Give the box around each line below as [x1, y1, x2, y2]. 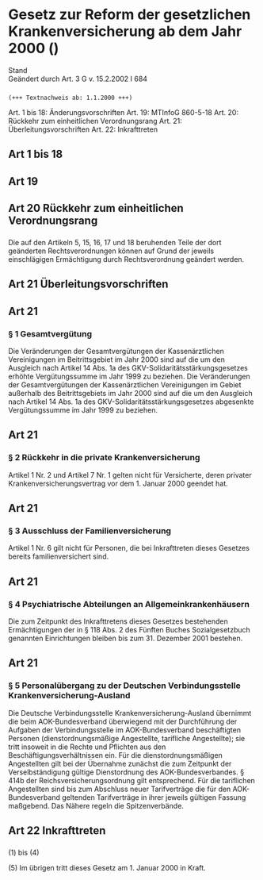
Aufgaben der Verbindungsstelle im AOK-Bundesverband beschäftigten [8, 724, 242, 735]
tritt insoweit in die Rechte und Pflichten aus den [8, 742, 166, 751]
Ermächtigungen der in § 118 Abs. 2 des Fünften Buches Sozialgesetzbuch [8, 625, 251, 635]
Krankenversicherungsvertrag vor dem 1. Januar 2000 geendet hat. [8, 478, 228, 488]
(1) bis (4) [8, 847, 40, 858]
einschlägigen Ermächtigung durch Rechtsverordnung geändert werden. [8, 254, 245, 263]
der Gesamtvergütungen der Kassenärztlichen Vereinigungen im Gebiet [8, 380, 242, 390]
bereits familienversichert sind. [8, 551, 109, 561]
